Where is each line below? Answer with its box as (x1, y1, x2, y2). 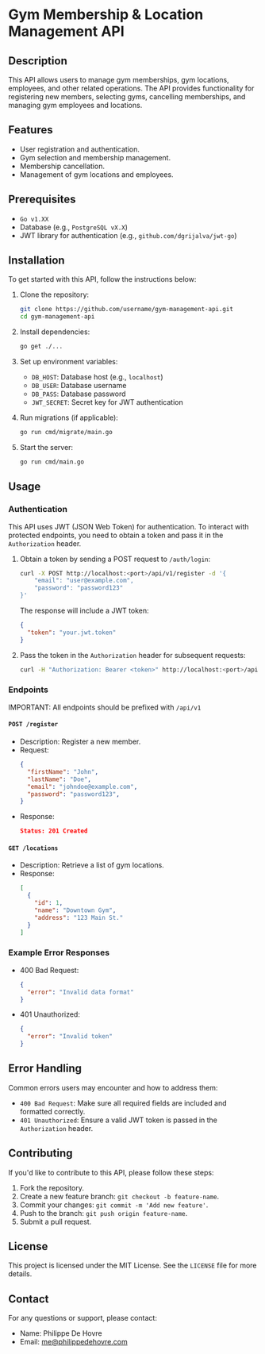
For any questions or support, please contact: (8, 1314, 157, 1323)
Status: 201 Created (19, 827, 88, 835)
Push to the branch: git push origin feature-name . (19, 1208, 188, 1217)
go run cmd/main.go (19, 458, 85, 466)
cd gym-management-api (19, 313, 95, 321)
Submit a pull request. (19, 1217, 92, 1226)
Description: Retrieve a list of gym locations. (19, 860, 164, 870)
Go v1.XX (19, 215, 49, 223)
